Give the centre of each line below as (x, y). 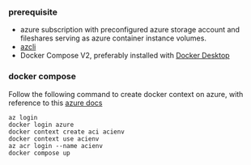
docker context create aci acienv (67, 132)
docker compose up (39, 153)
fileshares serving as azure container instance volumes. (113, 38)
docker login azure (41, 125)
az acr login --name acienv (56, 146)
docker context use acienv (54, 139)
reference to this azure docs (55, 103)
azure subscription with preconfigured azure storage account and (130, 30)
